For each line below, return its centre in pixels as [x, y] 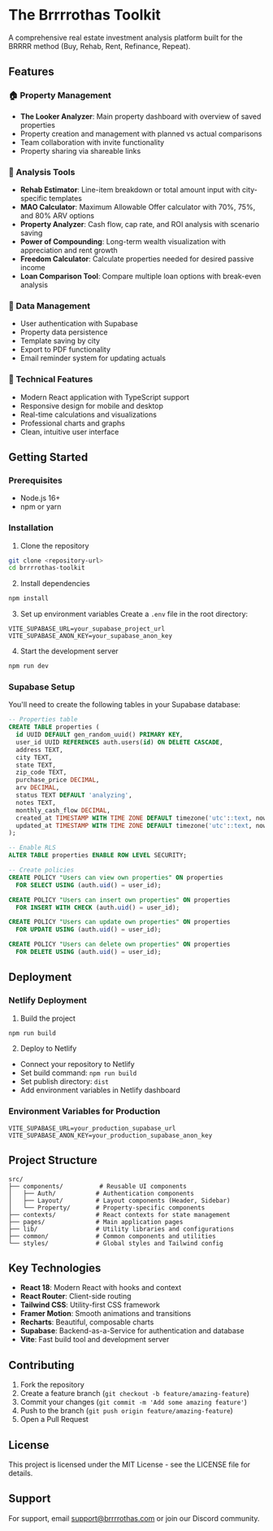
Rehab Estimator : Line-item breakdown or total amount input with [130, 190]
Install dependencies [55, 584]
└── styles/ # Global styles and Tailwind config [116, 1243]
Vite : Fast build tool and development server [95, 1340]
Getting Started [48, 457]
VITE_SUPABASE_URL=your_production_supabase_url [92, 1128]
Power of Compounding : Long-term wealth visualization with [123, 241]
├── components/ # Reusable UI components [97, 1186]
